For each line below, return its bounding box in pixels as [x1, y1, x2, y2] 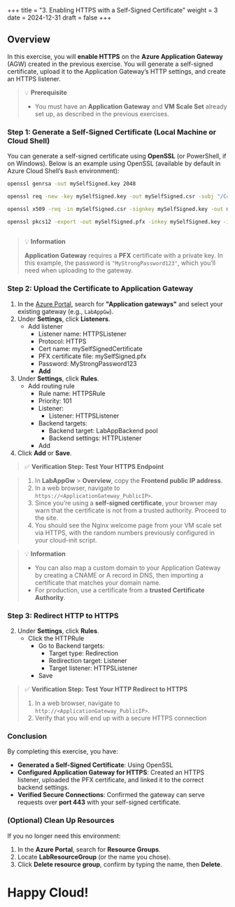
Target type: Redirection [48, 649, 119, 657]
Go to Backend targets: [38, 641, 105, 650]
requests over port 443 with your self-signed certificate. [17, 798, 181, 807]
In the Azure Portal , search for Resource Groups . [17, 845, 161, 854]
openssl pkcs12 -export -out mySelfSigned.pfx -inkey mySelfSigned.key [7, 218, 220, 225]
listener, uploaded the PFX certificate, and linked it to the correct [17, 776, 204, 784]
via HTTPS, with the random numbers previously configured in [34, 528, 215, 537]
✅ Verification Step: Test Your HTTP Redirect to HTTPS [24, 685, 187, 693]
